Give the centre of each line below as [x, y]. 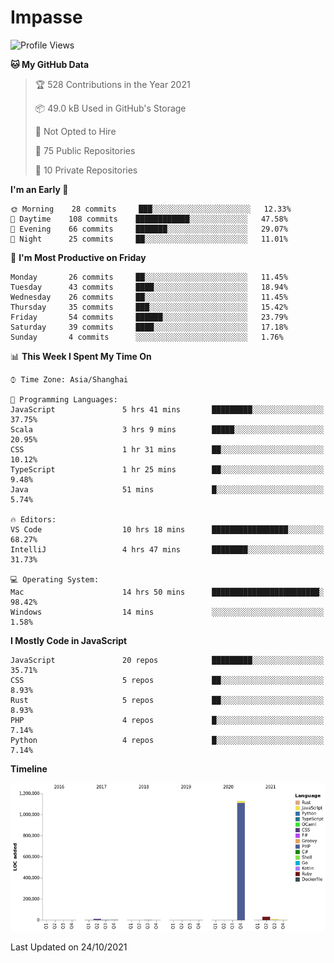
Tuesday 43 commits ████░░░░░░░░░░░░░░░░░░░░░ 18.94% [149, 287]
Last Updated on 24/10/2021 [69, 947]
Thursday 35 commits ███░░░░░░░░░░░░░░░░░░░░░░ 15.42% [149, 307]
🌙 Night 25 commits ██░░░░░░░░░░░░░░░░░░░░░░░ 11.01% [149, 239]
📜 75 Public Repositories [85, 150]
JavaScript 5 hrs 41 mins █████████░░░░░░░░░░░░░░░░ [167, 409]
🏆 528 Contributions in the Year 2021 [112, 84]
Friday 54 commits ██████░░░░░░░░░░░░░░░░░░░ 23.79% [149, 317]
